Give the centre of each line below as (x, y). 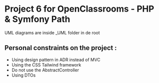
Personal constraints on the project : (61, 48)
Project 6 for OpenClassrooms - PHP (79, 9)
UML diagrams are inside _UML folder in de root (52, 33)
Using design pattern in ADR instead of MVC (56, 60)
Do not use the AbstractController (45, 70)
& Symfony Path (38, 19)
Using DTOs (24, 75)
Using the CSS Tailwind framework (46, 65)
